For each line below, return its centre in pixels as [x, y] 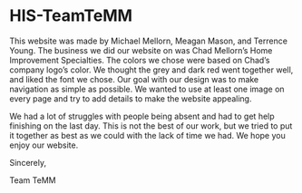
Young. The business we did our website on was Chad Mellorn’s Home [141, 50]
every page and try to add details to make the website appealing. [131, 98]
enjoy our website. [44, 145]
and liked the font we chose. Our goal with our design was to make [134, 79]
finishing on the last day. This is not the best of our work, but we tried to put [151, 125]
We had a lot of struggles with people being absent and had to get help [142, 116]
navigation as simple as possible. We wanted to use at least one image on [147, 89]
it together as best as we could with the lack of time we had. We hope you [147, 135]
